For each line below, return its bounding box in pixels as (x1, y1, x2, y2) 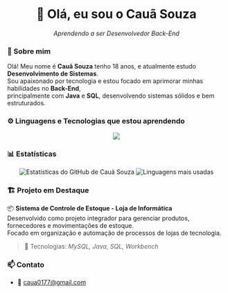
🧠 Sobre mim (7, 46, 51, 56)
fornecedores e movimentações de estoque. (7, 222, 134, 230)
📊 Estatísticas (7, 149, 57, 159)
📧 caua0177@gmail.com (17, 278, 87, 287)
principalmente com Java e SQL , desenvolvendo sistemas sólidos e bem (7, 91, 215, 100)
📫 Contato (7, 260, 45, 269)
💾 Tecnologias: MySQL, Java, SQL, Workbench (24, 242, 159, 251)
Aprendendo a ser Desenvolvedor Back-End (53, 29, 180, 37)
